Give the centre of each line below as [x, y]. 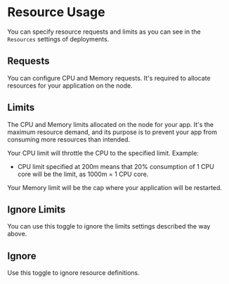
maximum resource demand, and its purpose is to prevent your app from [112, 132]
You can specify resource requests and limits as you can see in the [104, 32]
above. [17, 234]
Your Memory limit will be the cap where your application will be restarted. [115, 187]
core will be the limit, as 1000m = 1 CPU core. [83, 174]
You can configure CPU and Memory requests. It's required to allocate [109, 78]
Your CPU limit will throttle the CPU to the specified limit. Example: [103, 153]
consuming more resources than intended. [69, 139]
